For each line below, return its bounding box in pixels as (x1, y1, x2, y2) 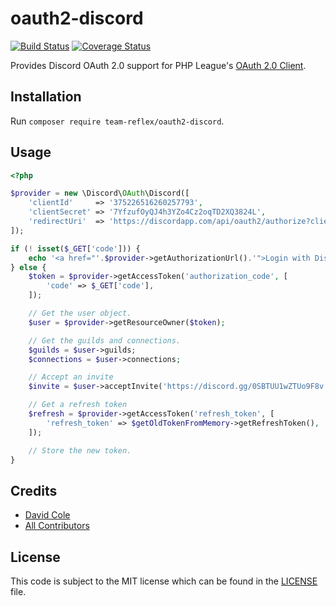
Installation (10, 88, 82, 106)
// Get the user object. (28, 308, 132, 319)
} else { (10, 262, 47, 272)
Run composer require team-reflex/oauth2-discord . (10, 115, 225, 127)
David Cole (24, 509, 71, 521)
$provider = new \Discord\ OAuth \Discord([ (10, 188, 190, 199)
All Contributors (24, 520, 90, 532)
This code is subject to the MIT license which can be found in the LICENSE (10, 575, 318, 587)
